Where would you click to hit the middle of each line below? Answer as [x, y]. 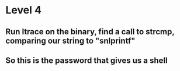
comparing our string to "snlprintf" [70, 40]
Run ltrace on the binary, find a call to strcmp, [90, 32]
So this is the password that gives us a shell [86, 60]
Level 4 [24, 10]
